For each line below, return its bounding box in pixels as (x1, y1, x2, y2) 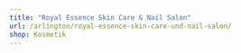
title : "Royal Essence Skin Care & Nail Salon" (9, 13, 192, 22)
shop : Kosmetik (9, 30, 67, 39)
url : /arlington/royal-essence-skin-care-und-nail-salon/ (9, 22, 232, 31)
